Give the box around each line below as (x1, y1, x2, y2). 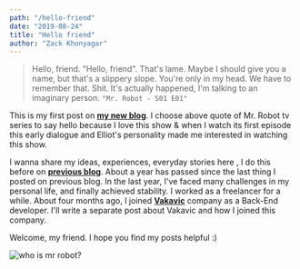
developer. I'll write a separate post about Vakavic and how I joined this (9, 205, 275, 216)
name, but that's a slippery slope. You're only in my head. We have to (31, 74, 292, 85)
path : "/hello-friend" (9, 13, 95, 23)
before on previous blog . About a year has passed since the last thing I (9, 166, 276, 177)
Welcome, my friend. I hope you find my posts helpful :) (9, 233, 218, 244)
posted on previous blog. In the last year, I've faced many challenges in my (9, 176, 290, 187)
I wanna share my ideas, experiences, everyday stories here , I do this (9, 156, 271, 168)
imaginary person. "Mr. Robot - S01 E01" (31, 93, 188, 104)
